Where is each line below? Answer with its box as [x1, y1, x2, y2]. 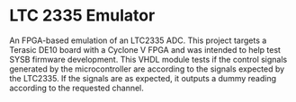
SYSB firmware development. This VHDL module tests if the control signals [9, 54, 288, 64]
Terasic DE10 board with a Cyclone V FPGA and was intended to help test [9, 44, 282, 55]
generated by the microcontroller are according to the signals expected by [9, 64, 285, 74]
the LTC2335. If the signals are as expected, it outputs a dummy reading [9, 72, 277, 83]
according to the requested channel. [9, 82, 144, 93]
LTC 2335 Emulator [9, 5, 156, 26]
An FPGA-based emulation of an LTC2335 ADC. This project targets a [9, 35, 267, 46]
